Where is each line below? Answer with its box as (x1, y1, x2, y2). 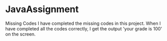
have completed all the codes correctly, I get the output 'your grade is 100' (5, 25, 162, 31)
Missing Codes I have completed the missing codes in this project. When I (5, 20, 161, 26)
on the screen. (5, 31, 36, 37)
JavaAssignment (5, 4, 79, 15)
